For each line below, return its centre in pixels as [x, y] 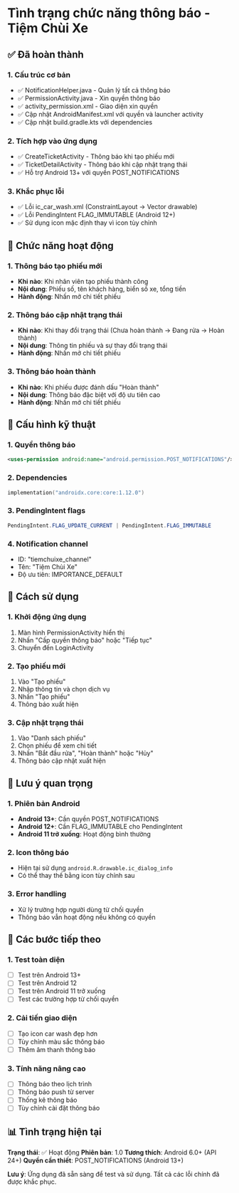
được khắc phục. [32, 1182]
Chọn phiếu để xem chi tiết [57, 746]
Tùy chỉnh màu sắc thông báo [61, 1041]
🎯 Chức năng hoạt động [60, 246]
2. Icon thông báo [38, 852]
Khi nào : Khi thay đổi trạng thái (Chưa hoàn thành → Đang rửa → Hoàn [121, 330]
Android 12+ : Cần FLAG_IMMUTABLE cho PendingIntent [100, 826]
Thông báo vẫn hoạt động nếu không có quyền [87, 917]
